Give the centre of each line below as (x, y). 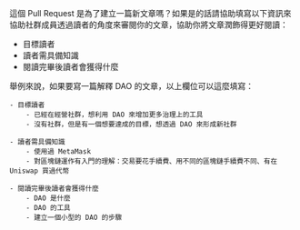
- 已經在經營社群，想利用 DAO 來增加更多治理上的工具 (115, 115)
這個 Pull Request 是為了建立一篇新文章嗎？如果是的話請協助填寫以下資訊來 (150, 13)
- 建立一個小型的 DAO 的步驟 (74, 217)
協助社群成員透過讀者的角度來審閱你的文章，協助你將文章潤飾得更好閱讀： (149, 25)
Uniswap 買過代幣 (40, 171)
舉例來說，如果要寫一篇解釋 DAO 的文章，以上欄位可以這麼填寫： (132, 86)
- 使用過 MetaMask (59, 152)
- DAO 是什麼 (48, 198)
